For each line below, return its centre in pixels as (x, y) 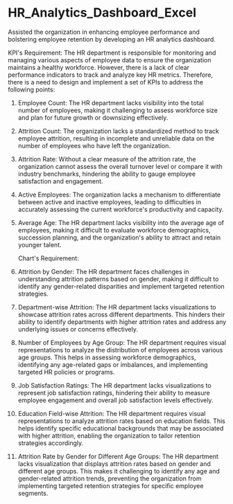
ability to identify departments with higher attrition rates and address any (122, 322)
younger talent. (40, 244)
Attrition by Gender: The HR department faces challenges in (103, 271)
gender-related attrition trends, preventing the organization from (110, 478)
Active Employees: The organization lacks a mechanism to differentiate (119, 195)
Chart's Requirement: (48, 258)
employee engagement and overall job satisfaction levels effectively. (115, 400)
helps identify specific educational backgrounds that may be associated (121, 428)
